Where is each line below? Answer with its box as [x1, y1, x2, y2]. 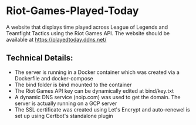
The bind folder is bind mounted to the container [14, 81, 132, 88]
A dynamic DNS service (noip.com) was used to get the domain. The [14, 93, 181, 100]
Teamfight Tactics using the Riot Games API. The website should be [6, 29, 170, 36]
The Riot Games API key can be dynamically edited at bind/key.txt [14, 87, 174, 94]
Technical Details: [6, 53, 73, 63]
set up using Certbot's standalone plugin [14, 112, 113, 119]
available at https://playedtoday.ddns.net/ [6, 36, 107, 43]
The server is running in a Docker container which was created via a [14, 69, 180, 76]
